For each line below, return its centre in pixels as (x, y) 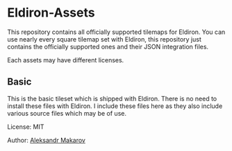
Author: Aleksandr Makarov (46, 140)
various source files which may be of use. (67, 113)
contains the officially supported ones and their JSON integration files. (108, 46)
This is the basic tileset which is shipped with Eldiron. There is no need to (112, 98)
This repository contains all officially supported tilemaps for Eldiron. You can (116, 32)
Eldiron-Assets (51, 13)
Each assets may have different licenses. (66, 60)
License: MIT (26, 127)
